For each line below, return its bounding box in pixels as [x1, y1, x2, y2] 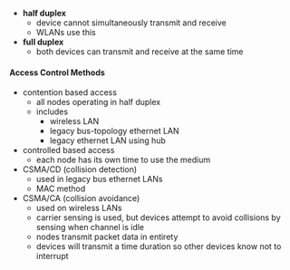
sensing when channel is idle [35, 222, 145, 233]
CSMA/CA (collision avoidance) [22, 193, 140, 204]
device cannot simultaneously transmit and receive [35, 17, 227, 28]
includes [35, 106, 69, 117]
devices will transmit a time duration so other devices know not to [35, 241, 282, 252]
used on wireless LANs [35, 203, 122, 214]
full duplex [22, 36, 64, 47]
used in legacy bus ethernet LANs [35, 174, 163, 185]
